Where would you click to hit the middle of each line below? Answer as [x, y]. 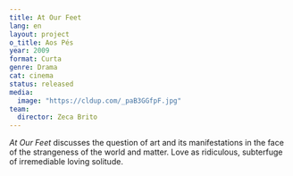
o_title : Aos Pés [42, 42]
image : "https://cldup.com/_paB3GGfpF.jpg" [99, 101]
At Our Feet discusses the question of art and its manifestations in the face [146, 143]
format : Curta [36, 59]
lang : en [25, 26]
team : [19, 109]
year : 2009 [29, 51]
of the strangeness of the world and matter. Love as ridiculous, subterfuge [146, 152]
